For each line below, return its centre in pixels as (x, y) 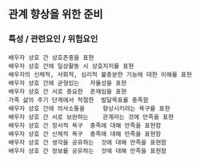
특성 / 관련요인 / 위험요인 (53, 39)
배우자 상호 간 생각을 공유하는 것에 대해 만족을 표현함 (88, 142)
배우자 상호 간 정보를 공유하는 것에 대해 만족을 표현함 (88, 151)
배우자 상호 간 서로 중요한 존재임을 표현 (68, 91)
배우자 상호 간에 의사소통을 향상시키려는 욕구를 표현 (89, 109)
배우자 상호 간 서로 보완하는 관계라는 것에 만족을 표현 (91, 117)
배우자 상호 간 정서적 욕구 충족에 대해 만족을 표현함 (85, 125)
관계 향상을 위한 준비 (56, 14)
